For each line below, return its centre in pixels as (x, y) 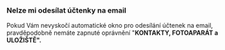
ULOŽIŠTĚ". (24, 40)
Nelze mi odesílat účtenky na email (66, 10)
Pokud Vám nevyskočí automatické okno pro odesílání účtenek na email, (110, 26)
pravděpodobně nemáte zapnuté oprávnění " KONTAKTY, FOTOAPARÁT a (112, 33)
